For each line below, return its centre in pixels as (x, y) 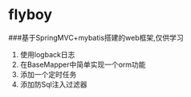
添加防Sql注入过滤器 (53, 84)
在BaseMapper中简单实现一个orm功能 (83, 64)
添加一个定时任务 (48, 74)
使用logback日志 (47, 54)
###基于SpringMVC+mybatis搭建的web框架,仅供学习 (96, 37)
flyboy (30, 15)
